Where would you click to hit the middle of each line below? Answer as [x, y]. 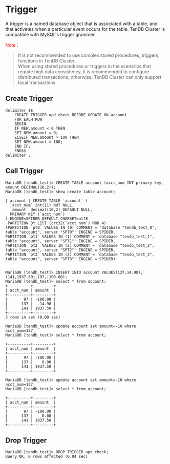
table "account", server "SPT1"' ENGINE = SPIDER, [60, 241]
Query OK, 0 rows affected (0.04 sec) [47, 457]
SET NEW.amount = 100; [39, 142]
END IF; [23, 146]
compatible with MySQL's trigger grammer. [51, 34]
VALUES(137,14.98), [122, 272]
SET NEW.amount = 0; [36, 133]
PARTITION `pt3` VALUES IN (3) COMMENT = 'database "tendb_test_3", [80, 255]
